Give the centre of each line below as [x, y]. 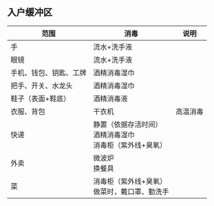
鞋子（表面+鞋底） [41, 99]
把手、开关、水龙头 [42, 85]
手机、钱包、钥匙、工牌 [49, 72]
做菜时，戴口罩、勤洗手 [131, 192]
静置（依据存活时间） [128, 124]
